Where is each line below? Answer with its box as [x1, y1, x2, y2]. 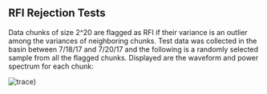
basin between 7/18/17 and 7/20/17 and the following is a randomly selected [8, 44, 259, 54]
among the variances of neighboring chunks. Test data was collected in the [8, 36, 257, 45]
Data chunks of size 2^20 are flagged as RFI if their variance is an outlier [8, 27, 249, 37]
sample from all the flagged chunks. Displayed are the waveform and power [8, 53, 259, 62]
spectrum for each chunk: [8, 61, 94, 71]
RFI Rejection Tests [8, 6, 106, 20]
